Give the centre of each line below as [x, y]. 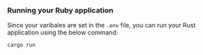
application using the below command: [63, 32]
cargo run [22, 45]
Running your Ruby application [60, 10]
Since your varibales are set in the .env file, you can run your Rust [101, 25]
